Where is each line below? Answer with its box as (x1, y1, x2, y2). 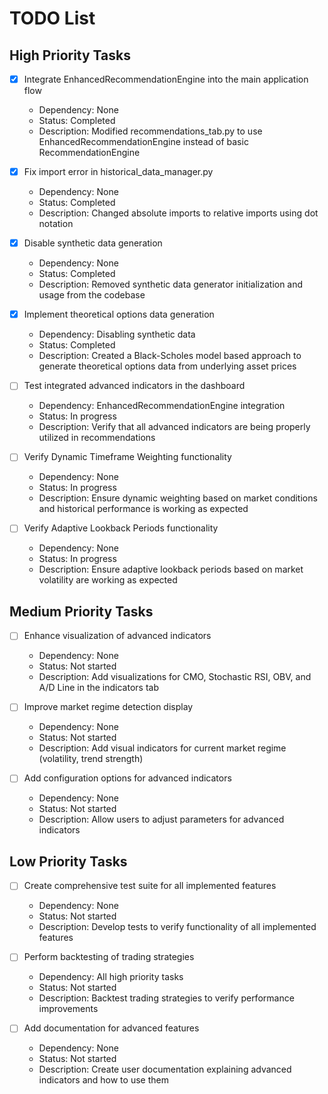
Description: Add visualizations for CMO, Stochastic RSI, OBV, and (38, 671, 312, 683)
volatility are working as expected (38, 574, 178, 586)
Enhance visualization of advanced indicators (23, 630, 212, 642)
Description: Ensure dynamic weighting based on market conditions (38, 492, 318, 504)
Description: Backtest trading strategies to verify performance (38, 992, 295, 1004)
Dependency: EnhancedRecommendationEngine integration (38, 400, 286, 412)
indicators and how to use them (38, 1074, 169, 1086)
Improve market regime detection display (23, 701, 194, 713)
